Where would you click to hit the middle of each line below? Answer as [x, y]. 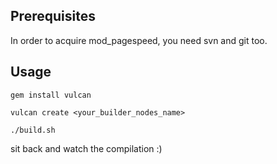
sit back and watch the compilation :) [86, 148]
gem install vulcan [51, 95]
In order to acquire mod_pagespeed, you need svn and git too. [139, 40]
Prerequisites [53, 16]
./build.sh [33, 130]
